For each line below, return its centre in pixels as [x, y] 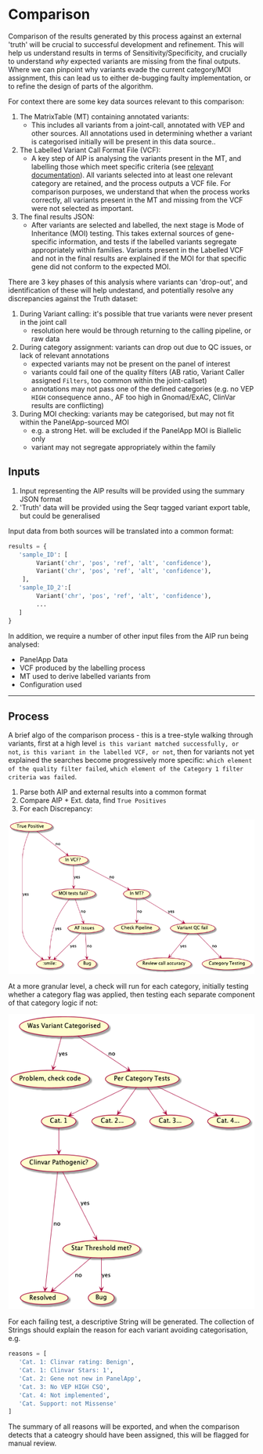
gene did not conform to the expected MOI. [101, 266]
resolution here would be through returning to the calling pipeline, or [141, 330]
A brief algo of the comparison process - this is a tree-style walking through [131, 735]
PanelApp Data [43, 659]
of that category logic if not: [53, 1003]
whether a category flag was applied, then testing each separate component [131, 994]
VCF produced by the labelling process [82, 668]
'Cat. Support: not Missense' [68, 1403]
